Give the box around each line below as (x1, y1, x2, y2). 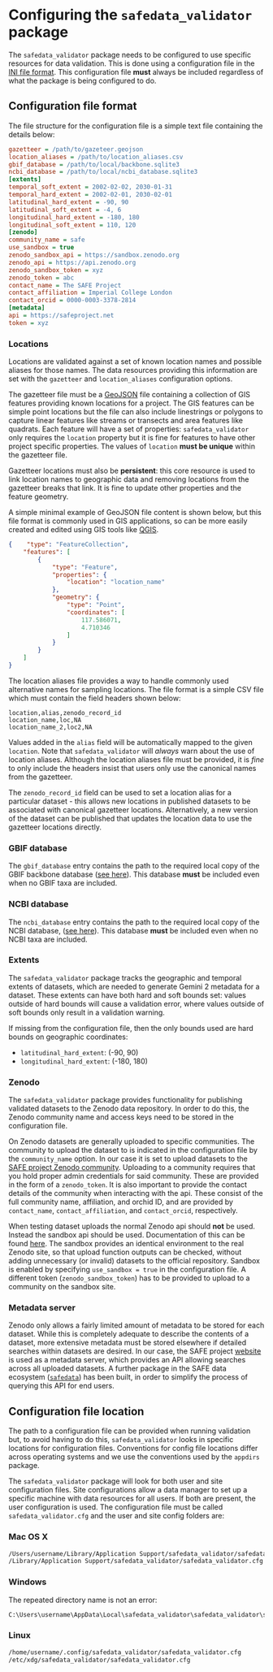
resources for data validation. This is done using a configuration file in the (8, 58, 255, 68)
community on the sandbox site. (8, 1282, 116, 1292)
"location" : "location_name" (66, 578, 165, 587)
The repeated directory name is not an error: (8, 1595, 158, 1605)
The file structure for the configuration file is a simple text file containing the (8, 120, 263, 131)
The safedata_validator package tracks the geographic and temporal (8, 972, 242, 982)
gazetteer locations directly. (8, 822, 102, 832)
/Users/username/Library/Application (8, 1549, 136, 1557)
